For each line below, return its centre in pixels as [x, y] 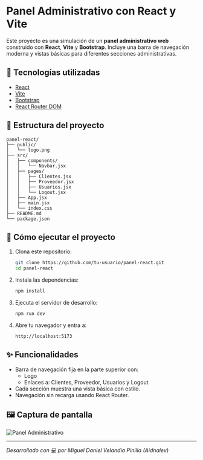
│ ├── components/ [32, 160]
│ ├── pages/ [25, 171]
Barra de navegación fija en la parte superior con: [77, 369]
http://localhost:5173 [43, 336]
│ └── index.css [29, 208]
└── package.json [28, 219]
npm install [30, 291]
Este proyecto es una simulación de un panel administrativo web [88, 40]
